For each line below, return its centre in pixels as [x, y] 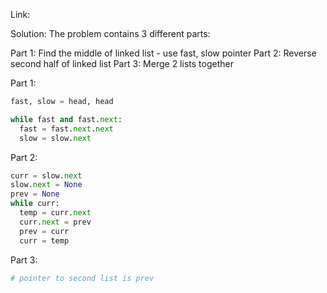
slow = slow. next [55, 138]
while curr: [35, 204]
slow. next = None [46, 185]
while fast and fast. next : [66, 119]
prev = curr [44, 231]
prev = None [35, 194]
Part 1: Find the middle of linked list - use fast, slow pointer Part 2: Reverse [163, 53]
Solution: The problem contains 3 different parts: [110, 33]
